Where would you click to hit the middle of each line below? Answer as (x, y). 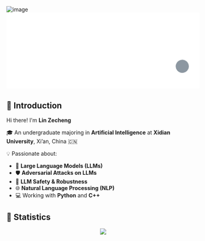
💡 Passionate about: (32, 154)
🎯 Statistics (29, 217)
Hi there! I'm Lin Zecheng (39, 120)
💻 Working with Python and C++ (57, 196)
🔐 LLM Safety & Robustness (51, 182)
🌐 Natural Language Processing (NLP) (65, 188)
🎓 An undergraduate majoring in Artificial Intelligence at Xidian (88, 132)
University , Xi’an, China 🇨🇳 (42, 142)
